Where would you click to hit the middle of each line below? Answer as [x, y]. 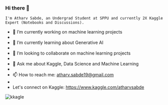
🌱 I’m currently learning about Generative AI [58, 42]
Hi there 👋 [18, 8]
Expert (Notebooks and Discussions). [45, 23]
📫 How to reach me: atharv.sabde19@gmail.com [63, 75]
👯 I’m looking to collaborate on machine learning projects [71, 53]
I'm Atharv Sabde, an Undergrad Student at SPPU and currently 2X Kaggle [84, 18]
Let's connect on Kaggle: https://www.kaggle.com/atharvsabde [78, 87]
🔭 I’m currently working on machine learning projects [67, 32]
